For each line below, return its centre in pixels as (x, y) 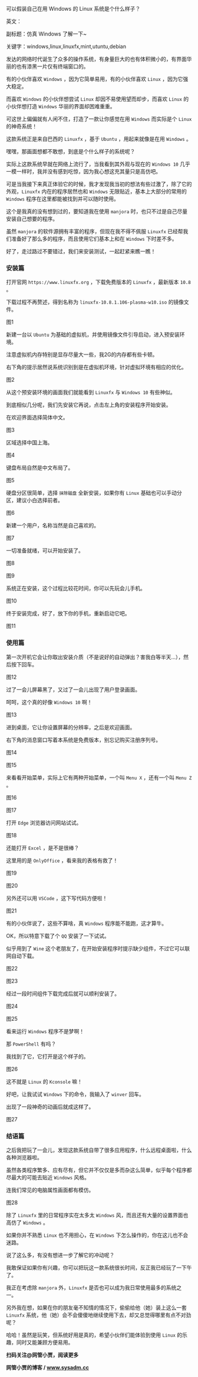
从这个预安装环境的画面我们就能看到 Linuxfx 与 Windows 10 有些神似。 (91, 392)
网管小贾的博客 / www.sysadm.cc (48, 1367)
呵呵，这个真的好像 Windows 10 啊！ (49, 702)
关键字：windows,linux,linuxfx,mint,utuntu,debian (66, 46)
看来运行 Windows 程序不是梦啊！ (45, 1031)
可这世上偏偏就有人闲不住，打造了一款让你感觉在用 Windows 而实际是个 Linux (99, 119)
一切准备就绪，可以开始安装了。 (45, 551)
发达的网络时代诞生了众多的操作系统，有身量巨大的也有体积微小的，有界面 (96, 59)
